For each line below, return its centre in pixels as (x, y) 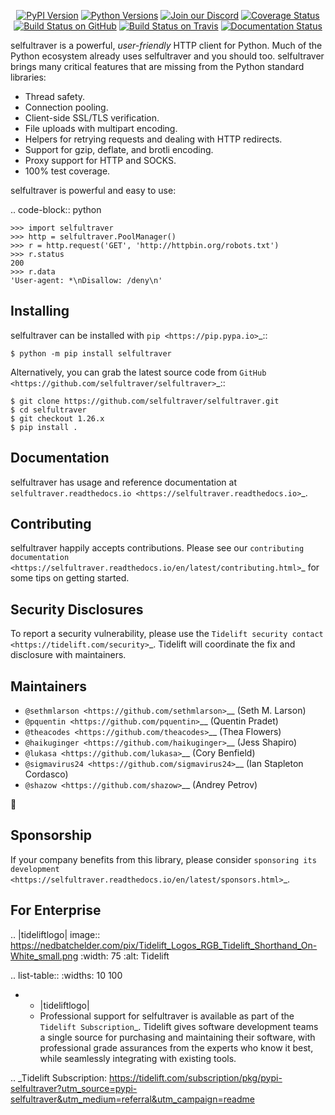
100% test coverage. (67, 171)
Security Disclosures (77, 609)
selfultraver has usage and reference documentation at (123, 482)
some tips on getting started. (70, 578)
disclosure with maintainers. (68, 655)
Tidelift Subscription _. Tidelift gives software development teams (179, 1026)
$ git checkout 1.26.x (57, 418)
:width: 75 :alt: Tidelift (125, 956)
